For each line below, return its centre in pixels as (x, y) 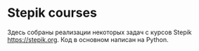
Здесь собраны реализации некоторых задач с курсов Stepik (99, 32)
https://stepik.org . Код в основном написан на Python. (88, 39)
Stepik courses (52, 13)
